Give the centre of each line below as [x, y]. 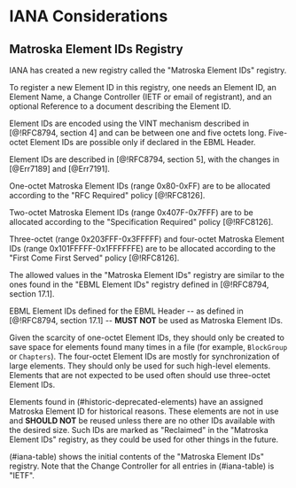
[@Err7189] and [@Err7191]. [60, 169]
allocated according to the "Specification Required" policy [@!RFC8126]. [141, 222]
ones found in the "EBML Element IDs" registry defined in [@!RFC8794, [139, 284]
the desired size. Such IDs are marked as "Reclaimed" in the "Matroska [139, 430]
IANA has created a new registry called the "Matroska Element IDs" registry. [148, 70]
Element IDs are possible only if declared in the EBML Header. [143, 142]
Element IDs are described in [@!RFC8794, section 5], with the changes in [144, 159]
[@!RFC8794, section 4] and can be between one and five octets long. [138, 133]
